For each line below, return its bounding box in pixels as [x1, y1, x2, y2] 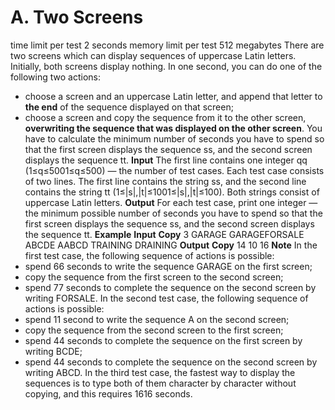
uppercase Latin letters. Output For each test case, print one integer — [24, 196, 318, 208]
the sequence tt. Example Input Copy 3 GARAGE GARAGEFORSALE [24, 228, 305, 240]
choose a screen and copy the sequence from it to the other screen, [24, 111, 307, 123]
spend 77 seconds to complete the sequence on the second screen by [24, 281, 317, 293]
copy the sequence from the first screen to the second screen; [24, 271, 284, 283]
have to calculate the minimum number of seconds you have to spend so [24, 132, 325, 145]
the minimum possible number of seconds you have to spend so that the [24, 207, 323, 219]
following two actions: [10, 71, 101, 83]
